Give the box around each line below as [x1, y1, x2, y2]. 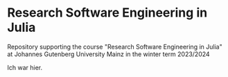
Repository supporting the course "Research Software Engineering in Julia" [7, 42, 223, 51]
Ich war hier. [7, 63, 43, 71]
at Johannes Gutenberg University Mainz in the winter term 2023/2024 [7, 50, 210, 58]
